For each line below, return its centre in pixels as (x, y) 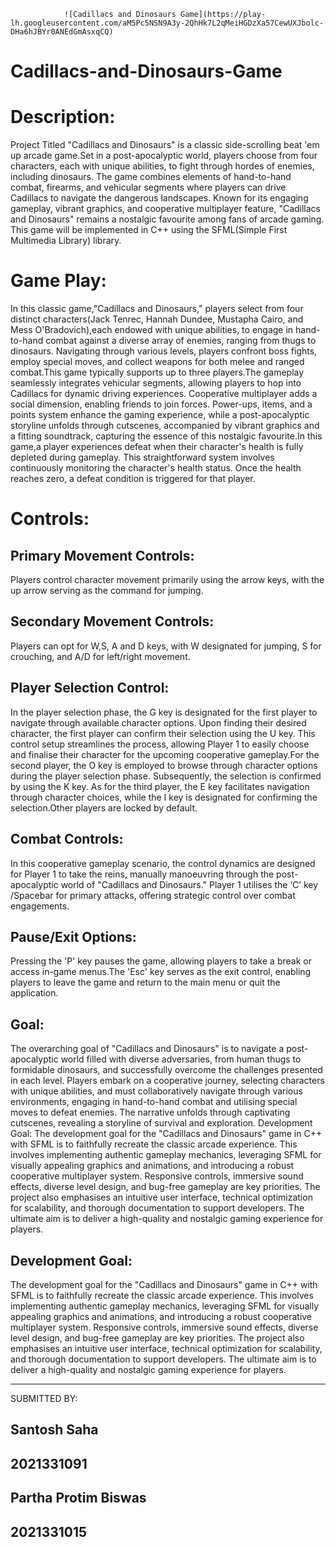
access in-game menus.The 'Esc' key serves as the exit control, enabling (161, 972)
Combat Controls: (67, 839)
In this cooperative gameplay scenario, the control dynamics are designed (163, 863)
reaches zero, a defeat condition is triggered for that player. (133, 479)
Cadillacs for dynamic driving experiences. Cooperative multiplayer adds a (164, 394)
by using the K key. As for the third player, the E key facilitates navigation (160, 786)
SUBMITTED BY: (44, 1398)
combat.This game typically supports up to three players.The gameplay (157, 372)
